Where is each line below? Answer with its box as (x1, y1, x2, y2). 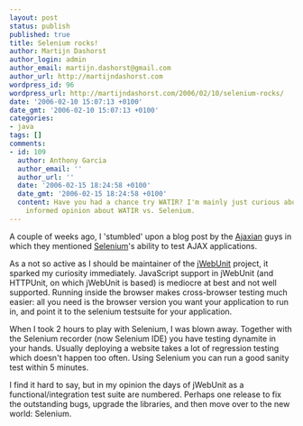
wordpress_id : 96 (9, 80, 75, 89)
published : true (9, 30, 70, 39)
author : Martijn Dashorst (9, 47, 106, 56)
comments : (9, 139, 47, 148)
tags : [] (9, 131, 42, 140)
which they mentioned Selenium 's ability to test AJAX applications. (9, 240, 258, 251)
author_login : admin (9, 55, 87, 64)
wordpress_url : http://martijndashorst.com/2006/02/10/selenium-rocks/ (9, 88, 284, 97)
